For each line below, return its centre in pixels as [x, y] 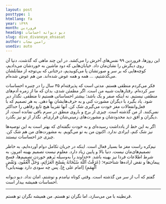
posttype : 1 [18, 14]
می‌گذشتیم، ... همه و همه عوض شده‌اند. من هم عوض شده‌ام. [61, 76]
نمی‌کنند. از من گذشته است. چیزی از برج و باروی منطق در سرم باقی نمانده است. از [82, 112]
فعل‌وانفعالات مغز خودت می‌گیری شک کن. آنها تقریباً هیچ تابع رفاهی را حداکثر [75, 106]
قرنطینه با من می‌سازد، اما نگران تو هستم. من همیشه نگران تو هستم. [69, 196]
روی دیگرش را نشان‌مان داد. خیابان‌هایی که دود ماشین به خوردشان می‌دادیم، [75, 65]
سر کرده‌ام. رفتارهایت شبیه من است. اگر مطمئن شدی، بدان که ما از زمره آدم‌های [80, 90]
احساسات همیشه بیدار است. [32, 182]
